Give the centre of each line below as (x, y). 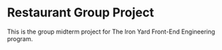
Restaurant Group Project (81, 13)
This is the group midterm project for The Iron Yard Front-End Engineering (111, 32)
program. (20, 38)
